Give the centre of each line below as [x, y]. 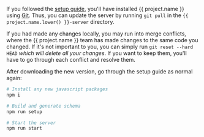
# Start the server [31, 123]
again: [14, 78]
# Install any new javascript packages [57, 89]
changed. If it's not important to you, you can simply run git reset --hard [100, 46]
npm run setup [25, 112]
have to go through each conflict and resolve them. [71, 60]
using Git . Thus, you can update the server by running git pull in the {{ [97, 15]
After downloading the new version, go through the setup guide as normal [100, 72]
